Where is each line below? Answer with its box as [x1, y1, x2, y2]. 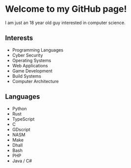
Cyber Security [12, 52, 43, 58]
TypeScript [12, 116, 35, 122]
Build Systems [12, 73, 42, 79]
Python [12, 106, 27, 112]
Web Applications [12, 62, 48, 68]
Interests [5, 34, 33, 42]
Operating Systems [12, 57, 52, 63]
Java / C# [12, 158, 32, 164]
